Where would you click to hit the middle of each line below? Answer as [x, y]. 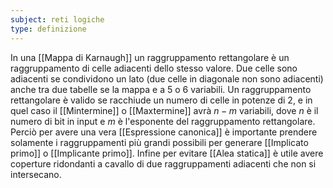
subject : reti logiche [57, 19]
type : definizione [48, 29]
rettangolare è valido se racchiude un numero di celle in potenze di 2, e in [161, 100]
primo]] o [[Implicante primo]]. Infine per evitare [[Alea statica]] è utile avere [167, 153]
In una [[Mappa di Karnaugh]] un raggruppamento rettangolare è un [150, 57]
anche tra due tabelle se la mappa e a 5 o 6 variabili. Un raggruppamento [161, 89]
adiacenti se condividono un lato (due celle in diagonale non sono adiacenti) [167, 78]
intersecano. [36, 174]
